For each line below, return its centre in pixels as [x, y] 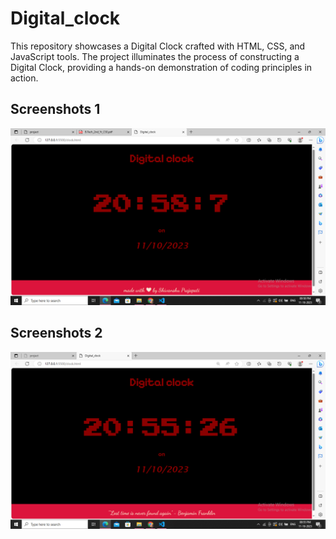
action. [24, 78]
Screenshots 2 [56, 333]
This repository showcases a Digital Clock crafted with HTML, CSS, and [158, 46]
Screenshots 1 [55, 109]
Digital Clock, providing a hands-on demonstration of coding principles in [161, 67]
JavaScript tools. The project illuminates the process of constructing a [155, 56]
